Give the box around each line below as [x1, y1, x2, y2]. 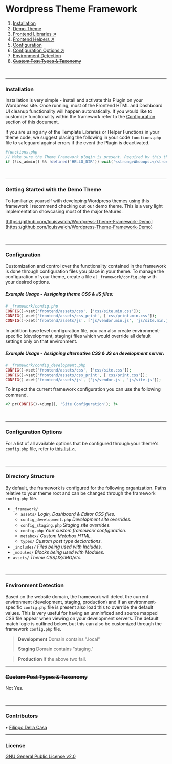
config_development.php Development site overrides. [20, 516, 132, 522]
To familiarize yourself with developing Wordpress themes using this [5, 198, 149, 204]
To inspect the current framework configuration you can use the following [5, 386, 161, 392]
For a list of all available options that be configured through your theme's [5, 440, 159, 446]
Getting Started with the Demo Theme [5, 186, 101, 193]
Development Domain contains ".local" [17, 636, 101, 642]
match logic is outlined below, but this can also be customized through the [5, 621, 162, 627]
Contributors [5, 712, 38, 719]
